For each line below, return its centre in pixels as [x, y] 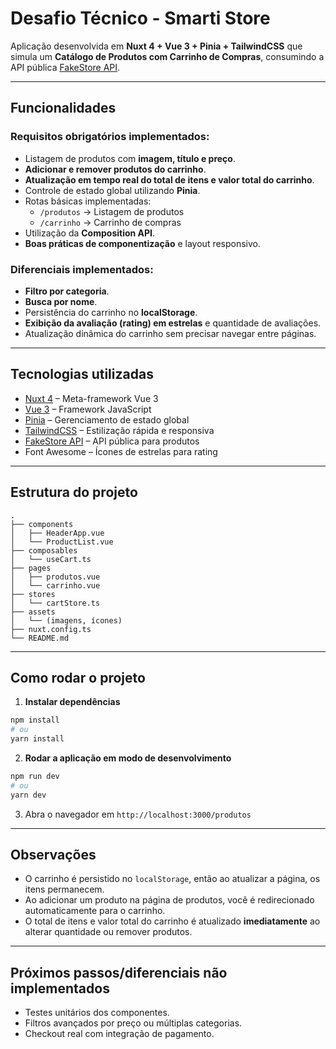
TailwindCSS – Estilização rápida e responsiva [119, 430]
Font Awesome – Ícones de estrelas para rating [121, 451]
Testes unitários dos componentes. [97, 1013]
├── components [42, 524]
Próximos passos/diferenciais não [119, 972]
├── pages [31, 568]
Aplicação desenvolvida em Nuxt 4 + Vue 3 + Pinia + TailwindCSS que [156, 46]
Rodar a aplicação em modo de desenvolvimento [128, 758]
